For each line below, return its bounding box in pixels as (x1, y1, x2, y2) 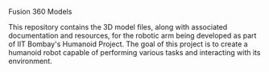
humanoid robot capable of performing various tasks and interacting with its (8, 48, 261, 57)
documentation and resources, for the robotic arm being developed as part (8, 31, 257, 40)
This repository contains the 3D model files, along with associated (8, 22, 228, 31)
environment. (8, 56, 52, 66)
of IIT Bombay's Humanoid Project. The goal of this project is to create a (8, 39, 248, 49)
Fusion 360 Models (8, 7, 72, 16)
